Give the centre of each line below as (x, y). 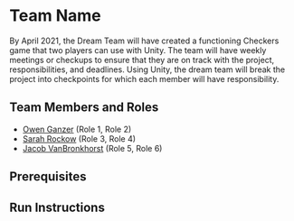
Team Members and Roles (84, 108)
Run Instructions (57, 207)
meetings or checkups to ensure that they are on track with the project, (142, 60)
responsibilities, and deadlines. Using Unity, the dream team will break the (147, 69)
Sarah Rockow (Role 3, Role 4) (79, 138)
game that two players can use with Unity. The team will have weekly (138, 50)
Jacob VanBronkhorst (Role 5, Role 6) (92, 148)
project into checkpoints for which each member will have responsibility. (144, 78)
